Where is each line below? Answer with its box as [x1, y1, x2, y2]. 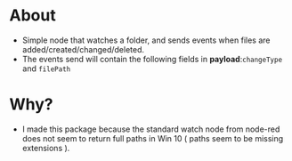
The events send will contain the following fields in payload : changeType [21, 53, 283, 64]
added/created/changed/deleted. [21, 44, 145, 54]
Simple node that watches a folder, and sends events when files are [21, 35, 271, 45]
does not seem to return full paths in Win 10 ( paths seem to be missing [21, 133, 284, 143]
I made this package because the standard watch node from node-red [21, 124, 280, 134]
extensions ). [21, 142, 70, 153]
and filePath [21, 63, 71, 74]
